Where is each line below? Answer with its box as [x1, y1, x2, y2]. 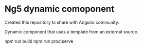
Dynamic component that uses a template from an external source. [4, 29, 139, 34]
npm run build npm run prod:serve [4, 38, 73, 44]
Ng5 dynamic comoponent [4, 3, 115, 15]
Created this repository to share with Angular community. [4, 19, 120, 25]
